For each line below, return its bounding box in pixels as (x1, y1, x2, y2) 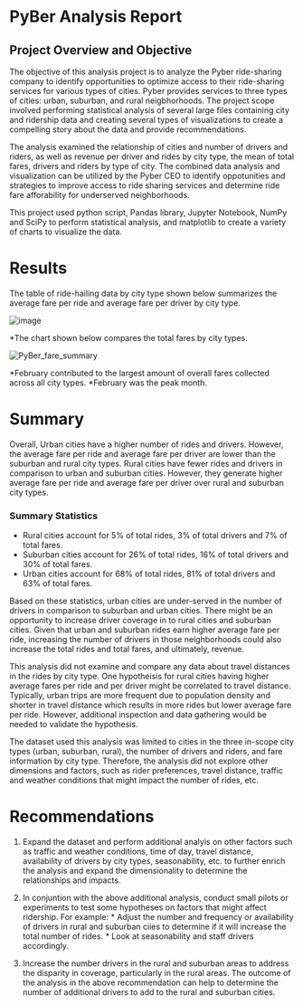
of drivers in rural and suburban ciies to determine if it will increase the (22, 921, 287, 933)
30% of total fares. (22, 559, 93, 570)
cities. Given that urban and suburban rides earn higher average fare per (9, 624, 280, 635)
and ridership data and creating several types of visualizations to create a (9, 115, 283, 125)
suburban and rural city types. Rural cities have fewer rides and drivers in (9, 458, 283, 469)
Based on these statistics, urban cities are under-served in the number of (9, 595, 282, 607)
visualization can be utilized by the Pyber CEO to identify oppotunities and (9, 170, 286, 181)
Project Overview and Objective (9, 43, 193, 58)
